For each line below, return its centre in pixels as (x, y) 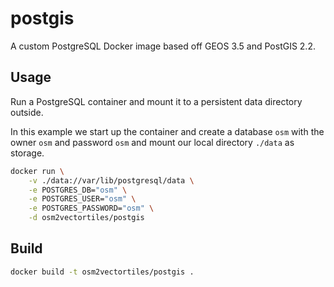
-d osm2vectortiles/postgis (86, 218)
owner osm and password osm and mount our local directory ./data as (152, 142)
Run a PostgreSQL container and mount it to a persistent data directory (156, 101)
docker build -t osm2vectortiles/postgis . (102, 272)
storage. (27, 153)
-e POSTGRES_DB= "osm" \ (78, 190)
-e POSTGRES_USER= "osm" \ (82, 199)
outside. (27, 112)
